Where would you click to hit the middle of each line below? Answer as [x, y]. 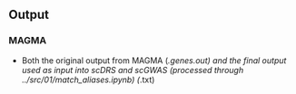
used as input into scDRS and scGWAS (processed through [133, 70]
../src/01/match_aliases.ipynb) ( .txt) [88, 80]
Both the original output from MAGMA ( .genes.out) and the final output [154, 60]
